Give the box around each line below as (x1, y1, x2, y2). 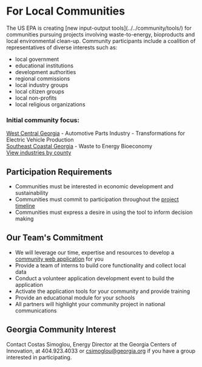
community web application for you (15, 255, 104, 262)
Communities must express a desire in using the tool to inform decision (15, 208, 193, 216)
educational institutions (15, 62, 74, 69)
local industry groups (15, 81, 69, 89)
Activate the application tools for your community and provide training (15, 287, 190, 295)
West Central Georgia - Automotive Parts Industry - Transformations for (6, 129, 185, 137)
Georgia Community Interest (6, 324, 116, 335)
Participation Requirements (6, 166, 112, 177)
